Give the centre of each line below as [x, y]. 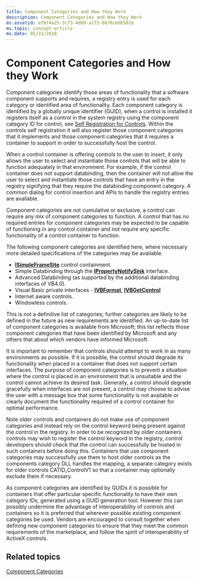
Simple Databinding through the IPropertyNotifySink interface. [92, 271]
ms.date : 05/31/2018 [32, 34]
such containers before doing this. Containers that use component [88, 451]
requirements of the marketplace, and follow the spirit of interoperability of [97, 532]
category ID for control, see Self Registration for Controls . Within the [90, 124]
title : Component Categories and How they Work [66, 12]
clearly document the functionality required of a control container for [90, 401]
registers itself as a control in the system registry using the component [93, 118]
